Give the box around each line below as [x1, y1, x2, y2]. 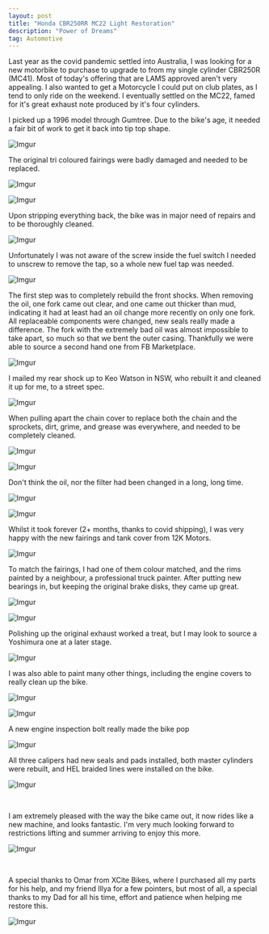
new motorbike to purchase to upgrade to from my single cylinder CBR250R [8, 66, 261, 75]
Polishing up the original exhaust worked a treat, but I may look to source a [8, 628, 257, 639]
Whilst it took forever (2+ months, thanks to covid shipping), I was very [8, 525, 245, 535]
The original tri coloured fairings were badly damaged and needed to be [8, 155, 248, 165]
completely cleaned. [8, 430, 77, 441]
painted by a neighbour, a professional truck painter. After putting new [8, 573, 242, 583]
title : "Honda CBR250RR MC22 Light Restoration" [8, 19, 175, 27]
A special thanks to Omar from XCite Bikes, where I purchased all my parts [8, 875, 256, 885]
